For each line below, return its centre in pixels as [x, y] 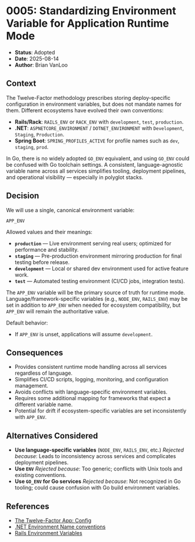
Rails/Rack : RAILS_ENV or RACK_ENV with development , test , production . [99, 122]
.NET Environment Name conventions [60, 527]
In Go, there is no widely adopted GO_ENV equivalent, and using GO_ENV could [98, 158]
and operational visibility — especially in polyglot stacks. [75, 177]
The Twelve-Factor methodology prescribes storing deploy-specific [88, 98]
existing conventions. [40, 475]
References [28, 506]
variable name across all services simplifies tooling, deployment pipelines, [96, 171]
